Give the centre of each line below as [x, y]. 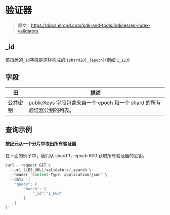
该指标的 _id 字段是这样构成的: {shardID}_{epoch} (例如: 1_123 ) [68, 60]
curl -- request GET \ [28, 165]
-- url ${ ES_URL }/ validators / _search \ [51, 170]
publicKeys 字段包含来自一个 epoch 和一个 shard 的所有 [95, 103]
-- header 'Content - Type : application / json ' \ [59, 175]
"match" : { [35, 189]
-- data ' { [20, 179]
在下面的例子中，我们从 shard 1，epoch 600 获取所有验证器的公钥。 [76, 156]
